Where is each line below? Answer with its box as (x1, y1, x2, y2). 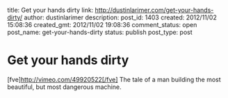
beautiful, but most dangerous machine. (7, 83, 122, 91)
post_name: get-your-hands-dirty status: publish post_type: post (7, 28, 193, 36)
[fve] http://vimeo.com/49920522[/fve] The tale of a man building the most (7, 75, 221, 83)
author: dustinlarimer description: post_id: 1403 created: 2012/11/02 (24, 13, 217, 22)
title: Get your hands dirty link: (7, 6, 94, 14)
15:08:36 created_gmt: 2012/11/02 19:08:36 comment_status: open (7, 21, 197, 28)
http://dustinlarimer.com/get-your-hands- (95, 6, 214, 14)
